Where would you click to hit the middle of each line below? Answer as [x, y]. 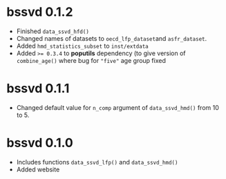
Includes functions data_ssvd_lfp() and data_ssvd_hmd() [97, 162]
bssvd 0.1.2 [40, 12]
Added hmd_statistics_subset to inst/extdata [83, 46]
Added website [38, 169]
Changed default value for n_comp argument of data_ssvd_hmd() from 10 [117, 107]
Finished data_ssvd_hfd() [53, 31]
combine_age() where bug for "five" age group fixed [91, 60]
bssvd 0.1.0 [40, 143]
